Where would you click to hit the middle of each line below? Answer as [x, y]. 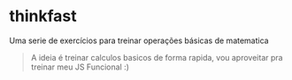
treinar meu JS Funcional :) [80, 67]
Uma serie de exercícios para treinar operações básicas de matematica [139, 40]
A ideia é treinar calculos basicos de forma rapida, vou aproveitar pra [157, 57]
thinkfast [43, 16]
